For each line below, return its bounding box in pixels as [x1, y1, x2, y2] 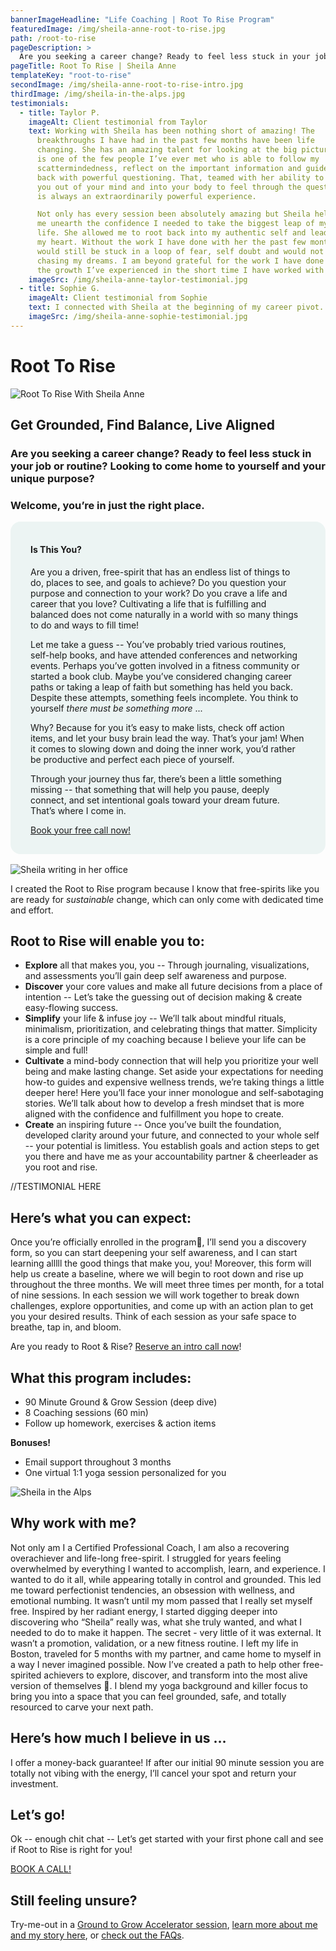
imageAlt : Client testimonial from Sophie [28, 293, 208, 303]
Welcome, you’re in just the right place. [10, 498, 205, 512]
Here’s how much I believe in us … [10, 1730, 227, 1747]
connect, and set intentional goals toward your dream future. [30, 794, 280, 806]
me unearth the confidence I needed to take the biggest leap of [36, 219, 315, 229]
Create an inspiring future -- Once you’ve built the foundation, [24, 1119, 282, 1131]
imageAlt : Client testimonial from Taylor [28, 117, 208, 127]
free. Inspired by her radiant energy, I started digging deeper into [10, 1605, 278, 1617]
